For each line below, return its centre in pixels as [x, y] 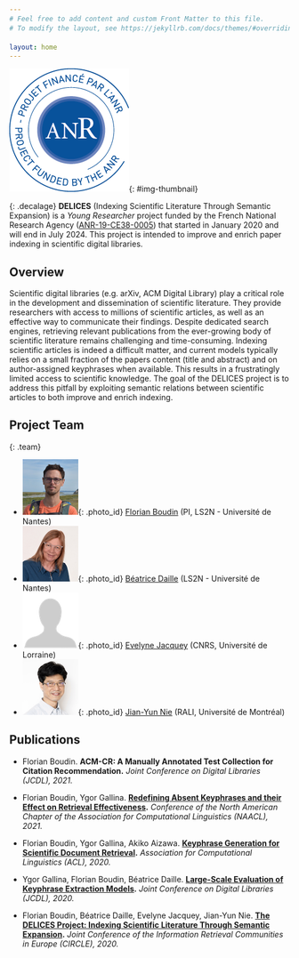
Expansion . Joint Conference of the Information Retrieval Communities [153, 934]
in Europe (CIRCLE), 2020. [70, 944]
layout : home [33, 47]
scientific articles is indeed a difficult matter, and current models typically [144, 350]
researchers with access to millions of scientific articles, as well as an [137, 312]
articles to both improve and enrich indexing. [91, 398]
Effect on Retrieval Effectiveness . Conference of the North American [150, 807]
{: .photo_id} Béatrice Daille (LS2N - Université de [169, 578]
